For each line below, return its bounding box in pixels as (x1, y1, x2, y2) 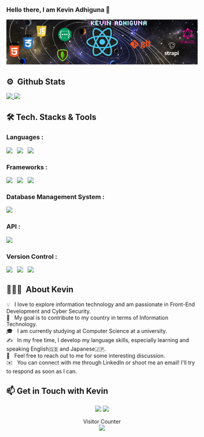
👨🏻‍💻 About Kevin (6, 284, 74, 295)
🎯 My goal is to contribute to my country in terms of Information (6, 313, 169, 321)
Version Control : (6, 252, 58, 260)
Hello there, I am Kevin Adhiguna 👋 (6, 5, 110, 14)
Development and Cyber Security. (6, 307, 91, 315)
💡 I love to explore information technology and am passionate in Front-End (6, 301, 195, 308)
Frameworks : (6, 163, 48, 171)
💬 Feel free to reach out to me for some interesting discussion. (6, 352, 166, 359)
